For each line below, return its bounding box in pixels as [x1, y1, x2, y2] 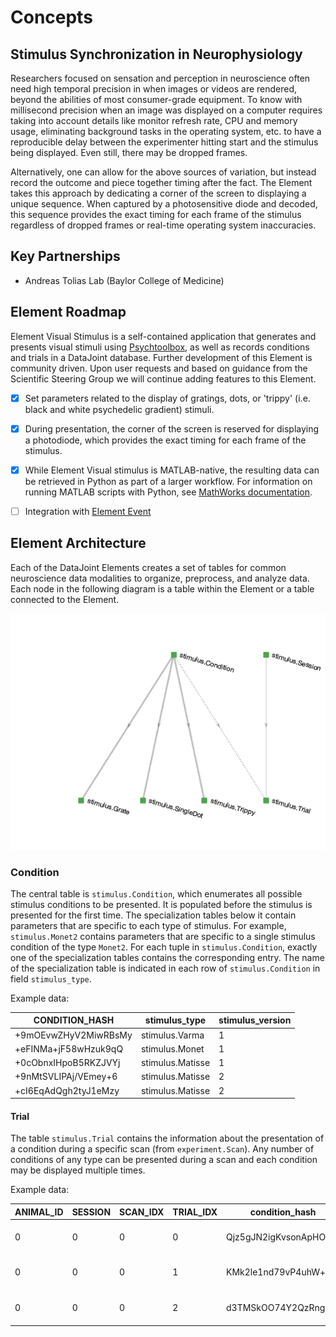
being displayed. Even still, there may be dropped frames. [10, 147, 248, 158]
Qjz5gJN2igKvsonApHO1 [225, 1231, 332, 1243]
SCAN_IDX [119, 1206, 165, 1218]
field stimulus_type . [10, 972, 92, 985]
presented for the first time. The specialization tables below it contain [10, 909, 297, 921]
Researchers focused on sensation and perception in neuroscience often [10, 72, 311, 84]
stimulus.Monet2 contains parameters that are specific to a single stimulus [10, 930, 316, 942]
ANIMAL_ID [14, 1206, 64, 1218]
